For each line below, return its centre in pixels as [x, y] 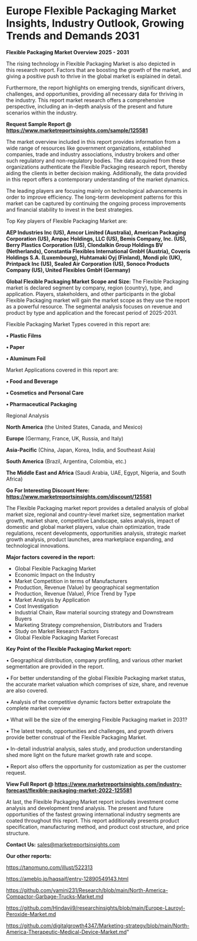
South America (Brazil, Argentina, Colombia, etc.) [66, 461]
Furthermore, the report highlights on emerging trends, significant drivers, [96, 87]
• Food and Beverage [32, 381]
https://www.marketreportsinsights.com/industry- [118, 784]
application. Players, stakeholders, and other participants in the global [91, 294]
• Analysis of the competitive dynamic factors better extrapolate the [89, 702]
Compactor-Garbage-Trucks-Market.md [55, 896]
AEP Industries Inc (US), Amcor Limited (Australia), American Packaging [96, 232]
